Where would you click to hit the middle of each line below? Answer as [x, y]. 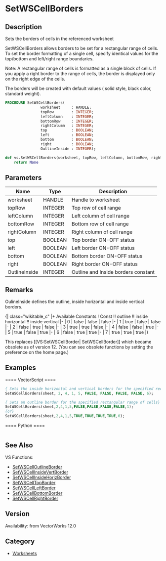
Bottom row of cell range [100, 224]
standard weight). [23, 94]
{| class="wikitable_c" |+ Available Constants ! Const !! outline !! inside [77, 316]
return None [26, 162]
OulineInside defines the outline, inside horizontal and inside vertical [75, 302]
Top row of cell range [96, 208]
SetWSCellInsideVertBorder [40, 472]
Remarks [19, 290]
